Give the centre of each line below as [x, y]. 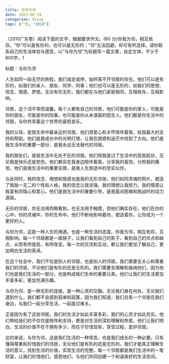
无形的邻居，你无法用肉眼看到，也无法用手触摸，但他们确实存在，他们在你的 [84, 208]
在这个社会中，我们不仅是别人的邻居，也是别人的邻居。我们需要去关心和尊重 [84, 261]
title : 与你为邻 [21, 10]
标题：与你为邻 [21, 69]
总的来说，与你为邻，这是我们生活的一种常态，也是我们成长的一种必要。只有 [84, 338]
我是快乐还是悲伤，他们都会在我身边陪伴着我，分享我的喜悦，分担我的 [82, 162]
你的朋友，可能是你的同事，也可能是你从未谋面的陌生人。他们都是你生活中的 [84, 115]
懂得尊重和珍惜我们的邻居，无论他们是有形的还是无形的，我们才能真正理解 [82, 344]
